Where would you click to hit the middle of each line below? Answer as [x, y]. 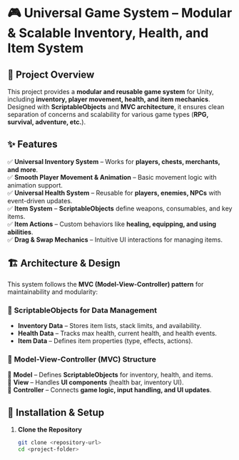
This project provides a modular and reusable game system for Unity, [111, 92]
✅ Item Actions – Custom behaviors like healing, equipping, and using [112, 224]
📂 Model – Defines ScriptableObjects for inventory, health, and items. [110, 375]
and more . [23, 169]
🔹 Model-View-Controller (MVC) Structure [82, 359]
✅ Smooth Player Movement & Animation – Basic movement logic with [112, 177]
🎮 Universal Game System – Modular [120, 13]
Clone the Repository [50, 430]
